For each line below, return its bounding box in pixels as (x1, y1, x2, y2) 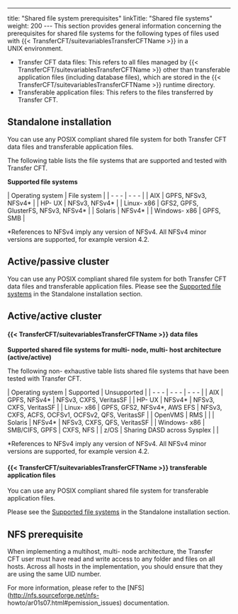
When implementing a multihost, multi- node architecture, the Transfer (7, 547, 213, 556)
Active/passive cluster (7, 256, 110, 268)
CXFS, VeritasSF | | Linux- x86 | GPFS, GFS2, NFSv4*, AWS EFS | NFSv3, (7, 403, 222, 412)
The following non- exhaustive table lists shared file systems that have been (7, 367, 229, 376)
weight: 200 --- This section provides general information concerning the (7, 22, 222, 30)
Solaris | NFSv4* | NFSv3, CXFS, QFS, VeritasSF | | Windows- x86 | (7, 418, 205, 427)
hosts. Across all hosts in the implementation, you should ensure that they (7, 562, 223, 571)
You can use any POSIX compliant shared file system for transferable (7, 486, 209, 495)
